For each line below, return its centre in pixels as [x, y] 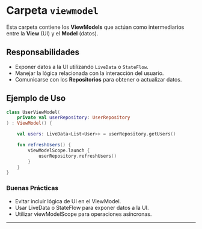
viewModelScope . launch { [59, 150]
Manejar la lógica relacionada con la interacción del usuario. [89, 73]
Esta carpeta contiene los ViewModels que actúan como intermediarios [95, 27]
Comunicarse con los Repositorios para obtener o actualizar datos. [98, 79]
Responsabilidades [43, 52]
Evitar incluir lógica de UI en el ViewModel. [68, 201]
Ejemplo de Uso [36, 99]
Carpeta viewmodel [53, 10]
